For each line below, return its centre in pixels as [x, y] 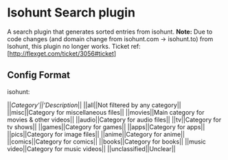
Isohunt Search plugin [71, 13]
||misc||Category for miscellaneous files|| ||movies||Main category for [106, 112]
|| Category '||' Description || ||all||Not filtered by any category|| [94, 105]
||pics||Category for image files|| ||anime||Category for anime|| [96, 134]
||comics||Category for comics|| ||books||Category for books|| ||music [106, 141]
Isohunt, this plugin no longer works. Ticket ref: [74, 46]
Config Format [39, 75]
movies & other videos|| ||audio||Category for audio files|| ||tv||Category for [114, 119]
